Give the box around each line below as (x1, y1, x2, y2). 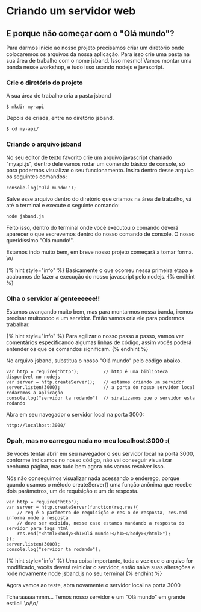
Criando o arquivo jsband (6, 140, 82, 148)
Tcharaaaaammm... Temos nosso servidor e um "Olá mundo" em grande (6, 593, 185, 601)
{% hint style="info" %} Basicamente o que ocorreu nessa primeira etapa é (6, 267, 193, 274)
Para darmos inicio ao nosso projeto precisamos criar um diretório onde (6, 44, 185, 51)
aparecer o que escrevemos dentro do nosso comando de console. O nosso (6, 230, 195, 238)
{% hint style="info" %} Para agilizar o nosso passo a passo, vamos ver (6, 332, 184, 339)
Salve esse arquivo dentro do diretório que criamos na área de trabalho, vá (6, 195, 192, 203)
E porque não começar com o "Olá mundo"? (6, 28, 175, 39)
